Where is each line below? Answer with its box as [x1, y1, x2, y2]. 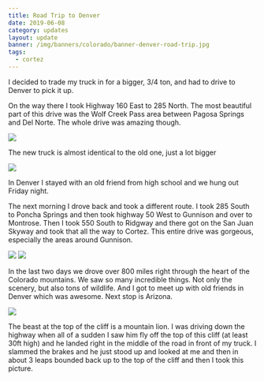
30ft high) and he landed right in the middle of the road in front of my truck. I [8, 338, 257, 348]
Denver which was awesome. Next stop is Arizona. [8, 291, 173, 301]
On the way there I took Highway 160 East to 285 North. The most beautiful [8, 100, 252, 110]
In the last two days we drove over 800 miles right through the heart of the [8, 266, 250, 276]
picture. [8, 364, 34, 373]
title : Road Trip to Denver [8, 11, 101, 20]
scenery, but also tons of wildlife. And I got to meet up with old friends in [8, 283, 244, 293]
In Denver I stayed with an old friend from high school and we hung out [8, 177, 239, 187]
